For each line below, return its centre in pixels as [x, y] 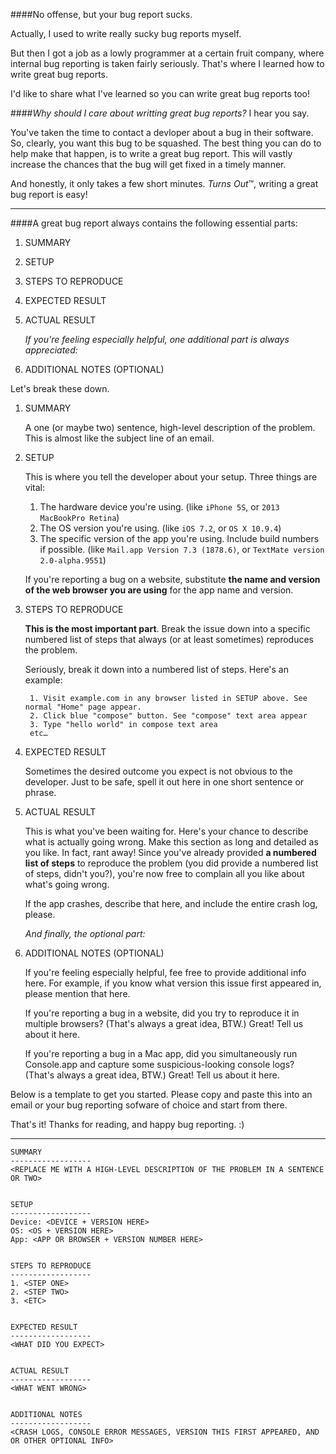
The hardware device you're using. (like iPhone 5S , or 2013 [159, 507]
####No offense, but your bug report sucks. [101, 14]
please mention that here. [77, 993]
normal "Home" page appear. [83, 707]
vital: [34, 487]
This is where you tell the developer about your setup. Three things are [171, 477]
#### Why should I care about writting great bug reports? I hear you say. [160, 113]
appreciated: [51, 350]
